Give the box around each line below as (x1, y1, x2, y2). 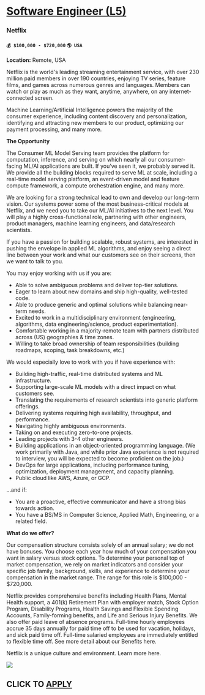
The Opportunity (6, 138, 50, 145)
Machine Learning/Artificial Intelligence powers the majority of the (6, 106, 173, 114)
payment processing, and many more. (6, 126, 102, 133)
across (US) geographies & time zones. (15, 334, 114, 341)
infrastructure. (15, 377, 52, 384)
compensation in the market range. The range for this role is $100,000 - (6, 574, 187, 581)
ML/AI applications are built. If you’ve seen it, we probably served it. (23, 162, 195, 170)
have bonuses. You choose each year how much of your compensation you (6, 548, 197, 555)
